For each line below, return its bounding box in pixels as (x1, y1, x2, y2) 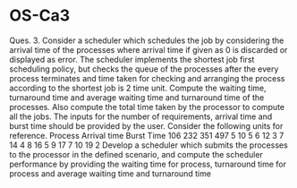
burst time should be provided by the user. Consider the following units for (9, 120, 284, 131)
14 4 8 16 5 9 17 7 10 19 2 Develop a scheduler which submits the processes (9, 140, 288, 150)
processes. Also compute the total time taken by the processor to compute (9, 101, 285, 112)
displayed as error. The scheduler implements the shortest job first (9, 54, 255, 64)
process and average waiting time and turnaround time (9, 167, 212, 179)
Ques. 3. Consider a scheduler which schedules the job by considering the (9, 35, 284, 46)
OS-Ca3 (9, 5, 71, 26)
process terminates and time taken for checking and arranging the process (9, 73, 285, 83)
